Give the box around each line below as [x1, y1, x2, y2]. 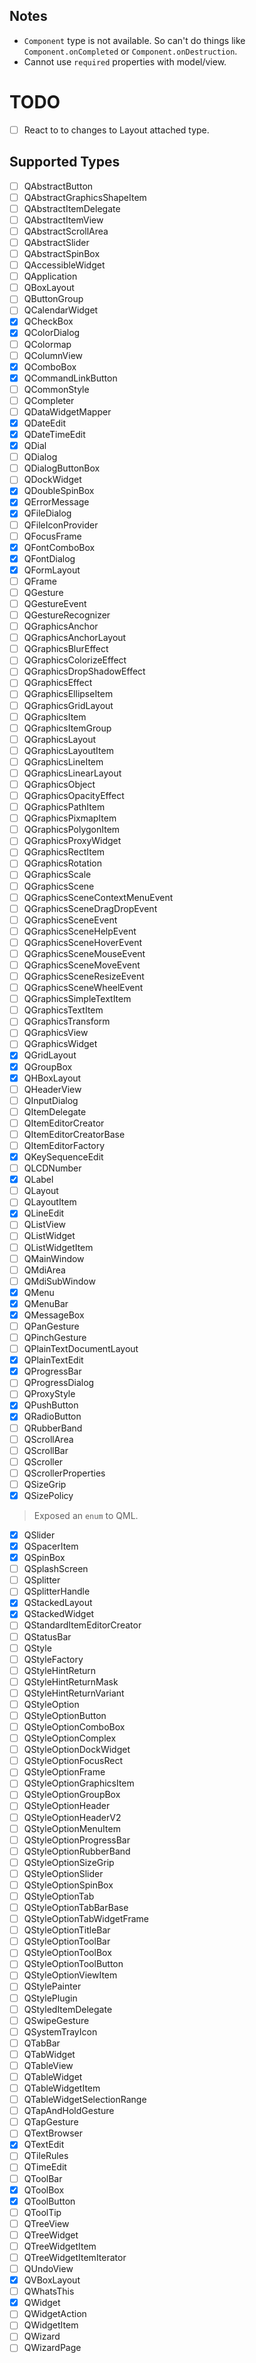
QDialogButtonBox [23, 462, 101, 474]
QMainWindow [23, 1252, 85, 1264]
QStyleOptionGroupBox [23, 1789, 121, 1801]
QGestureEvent [23, 597, 87, 609]
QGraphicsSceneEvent [23, 914, 118, 926]
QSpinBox [23, 1552, 66, 1564]
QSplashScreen [23, 1563, 89, 1575]
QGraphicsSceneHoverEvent [23, 936, 143, 948]
